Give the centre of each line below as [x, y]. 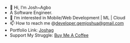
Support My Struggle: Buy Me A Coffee [49, 35]
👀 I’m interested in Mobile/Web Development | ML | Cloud [67, 18]
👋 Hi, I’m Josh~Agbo [30, 7]
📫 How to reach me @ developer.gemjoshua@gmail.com [67, 23]
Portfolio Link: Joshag [32, 30]
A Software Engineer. [31, 13]
